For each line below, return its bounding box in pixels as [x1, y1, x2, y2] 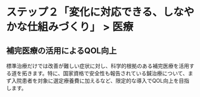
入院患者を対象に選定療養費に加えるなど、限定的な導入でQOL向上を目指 [11, 77, 190, 84]
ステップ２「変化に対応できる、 [6, 5, 163, 19]
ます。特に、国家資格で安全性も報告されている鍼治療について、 [32, 70, 188, 77]
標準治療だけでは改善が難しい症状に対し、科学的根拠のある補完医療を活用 [6, 63, 189, 69]
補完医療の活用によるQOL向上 [6, 46, 117, 56]
